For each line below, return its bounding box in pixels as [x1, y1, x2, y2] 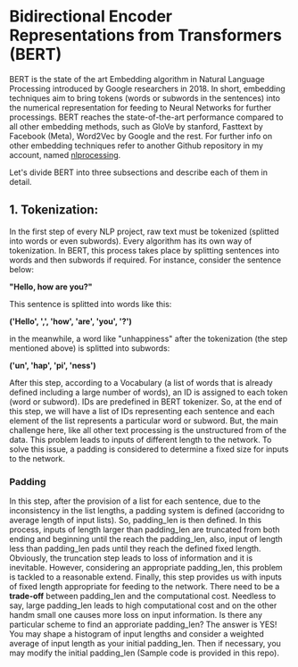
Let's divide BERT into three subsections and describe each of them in [9, 167, 268, 178]
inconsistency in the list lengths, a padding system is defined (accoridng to [9, 505, 286, 516]
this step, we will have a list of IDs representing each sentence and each [9, 405, 275, 416]
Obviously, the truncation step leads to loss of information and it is [9, 553, 253, 563]
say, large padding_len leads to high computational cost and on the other [9, 600, 277, 611]
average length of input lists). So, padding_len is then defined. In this [9, 515, 261, 526]
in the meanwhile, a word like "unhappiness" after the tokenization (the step [9, 333, 288, 344]
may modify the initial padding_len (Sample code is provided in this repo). [9, 647, 279, 658]
